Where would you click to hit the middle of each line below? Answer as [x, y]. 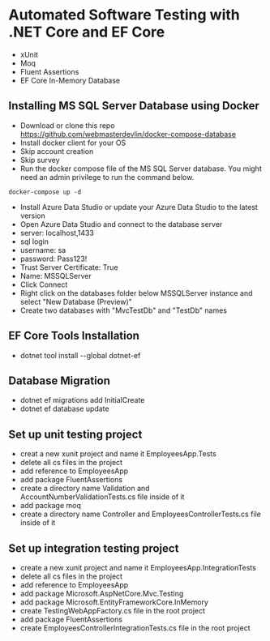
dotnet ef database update [64, 409]
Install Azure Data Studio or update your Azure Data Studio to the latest [139, 207]
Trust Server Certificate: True [69, 267]
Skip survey [40, 160]
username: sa [43, 250]
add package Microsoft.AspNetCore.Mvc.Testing [102, 594]
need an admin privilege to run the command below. [107, 177]
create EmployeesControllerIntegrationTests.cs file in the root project [135, 628]
